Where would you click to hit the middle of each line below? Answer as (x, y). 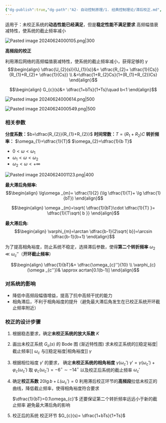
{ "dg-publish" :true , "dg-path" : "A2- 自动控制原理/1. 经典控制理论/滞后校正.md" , (83, 10)
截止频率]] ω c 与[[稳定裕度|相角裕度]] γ (52, 352)
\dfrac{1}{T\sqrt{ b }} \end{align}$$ (83, 213)
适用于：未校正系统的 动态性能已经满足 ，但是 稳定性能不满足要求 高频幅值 (80, 24)
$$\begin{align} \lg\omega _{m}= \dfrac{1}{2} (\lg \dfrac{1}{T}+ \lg (74, 193)
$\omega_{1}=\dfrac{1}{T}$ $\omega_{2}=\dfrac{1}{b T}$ (73, 141)
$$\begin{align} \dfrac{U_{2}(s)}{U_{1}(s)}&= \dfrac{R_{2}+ (68, 69)
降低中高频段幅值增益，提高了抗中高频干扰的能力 (62, 295)
